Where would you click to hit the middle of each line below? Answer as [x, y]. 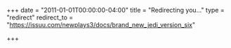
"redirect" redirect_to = [40, 17]
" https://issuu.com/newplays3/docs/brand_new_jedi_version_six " [101, 25]
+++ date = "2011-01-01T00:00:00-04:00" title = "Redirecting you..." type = [116, 10]
